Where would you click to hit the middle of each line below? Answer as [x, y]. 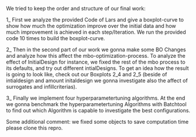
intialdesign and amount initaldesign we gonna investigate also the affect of [97, 80]
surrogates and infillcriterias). [42, 87]
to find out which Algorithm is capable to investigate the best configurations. [98, 110]
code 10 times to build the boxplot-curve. [56, 38]
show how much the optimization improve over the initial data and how [91, 26]
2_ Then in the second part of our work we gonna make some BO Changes [96, 50]
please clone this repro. [35, 128]
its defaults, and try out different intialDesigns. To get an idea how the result [97, 68]
